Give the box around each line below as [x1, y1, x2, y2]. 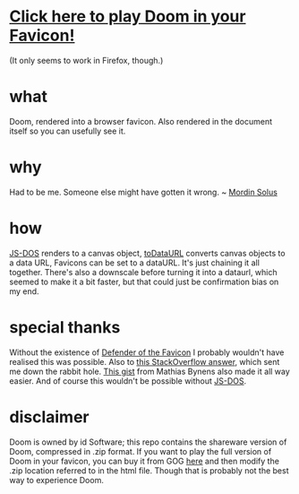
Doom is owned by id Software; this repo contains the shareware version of [9, 437, 287, 447]
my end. [9, 285, 39, 297]
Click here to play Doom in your [9, 6, 246, 27]
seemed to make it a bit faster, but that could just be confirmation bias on [9, 276, 279, 287]
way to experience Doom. [9, 474, 105, 485]
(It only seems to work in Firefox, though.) [9, 55, 164, 65]
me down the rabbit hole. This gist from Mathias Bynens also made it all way [9, 366, 291, 377]
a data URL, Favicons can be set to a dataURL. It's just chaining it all [9, 257, 260, 268]
